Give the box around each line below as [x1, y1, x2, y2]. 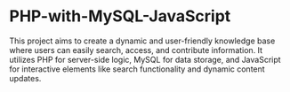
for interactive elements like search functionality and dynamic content [9, 64, 265, 74]
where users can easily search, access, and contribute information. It [9, 44, 263, 55]
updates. [9, 73, 42, 83]
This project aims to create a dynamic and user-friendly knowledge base [9, 35, 276, 46]
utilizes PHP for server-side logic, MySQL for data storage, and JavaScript [9, 54, 282, 65]
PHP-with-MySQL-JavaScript [9, 6, 231, 27]
